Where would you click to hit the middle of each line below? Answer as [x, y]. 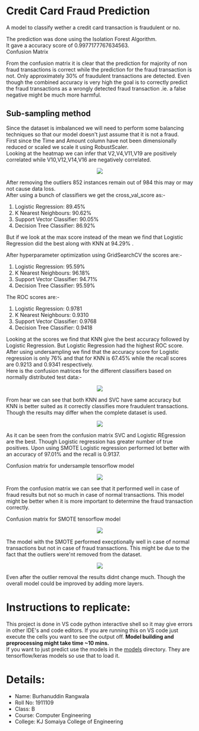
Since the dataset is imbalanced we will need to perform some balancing [95, 128]
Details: [26, 679]
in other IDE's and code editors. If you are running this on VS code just [92, 630]
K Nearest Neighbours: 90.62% [53, 213]
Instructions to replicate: [68, 607]
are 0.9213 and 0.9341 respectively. [50, 364]
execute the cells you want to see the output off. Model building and [90, 636]
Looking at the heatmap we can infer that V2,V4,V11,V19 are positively [91, 153]
